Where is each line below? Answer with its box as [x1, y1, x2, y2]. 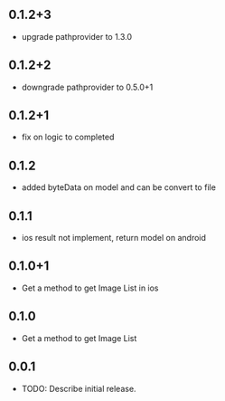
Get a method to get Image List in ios [21, 282, 159, 293]
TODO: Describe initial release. [21, 383, 136, 394]
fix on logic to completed [21, 131, 115, 143]
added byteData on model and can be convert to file [21, 182, 216, 193]
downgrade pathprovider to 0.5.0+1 [21, 81, 154, 92]
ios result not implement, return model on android [21, 233, 207, 243]
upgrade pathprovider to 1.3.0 [21, 31, 133, 42]
